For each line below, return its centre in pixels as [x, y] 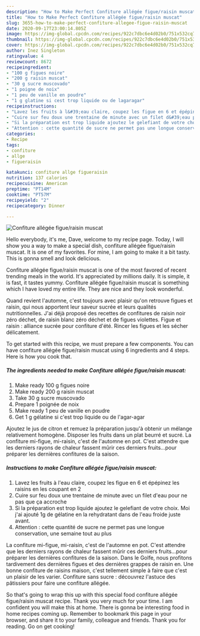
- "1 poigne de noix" [33, 90]
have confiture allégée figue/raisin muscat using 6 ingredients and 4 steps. [98, 351]
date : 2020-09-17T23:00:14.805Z [46, 28]
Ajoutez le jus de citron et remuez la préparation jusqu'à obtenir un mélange [99, 429]
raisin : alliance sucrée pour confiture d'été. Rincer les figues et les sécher [97, 326]
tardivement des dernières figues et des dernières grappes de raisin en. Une [100, 564]
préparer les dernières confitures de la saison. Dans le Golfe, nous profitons [99, 558]
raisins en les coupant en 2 [48, 489]
